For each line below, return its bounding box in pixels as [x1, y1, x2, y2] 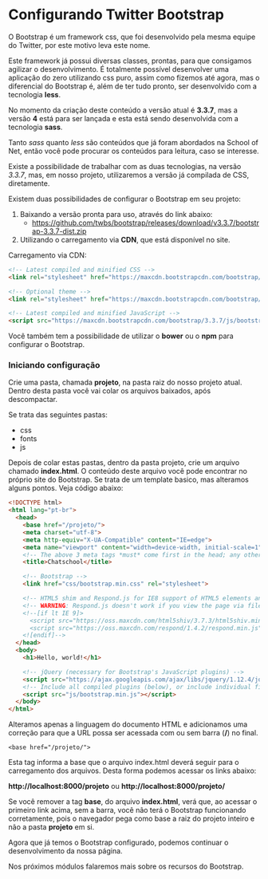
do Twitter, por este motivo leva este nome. [8, 40, 151, 49]
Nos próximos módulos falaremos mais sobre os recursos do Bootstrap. [8, 861, 244, 871]
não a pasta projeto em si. [8, 822, 95, 832]
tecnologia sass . [8, 122, 63, 132]
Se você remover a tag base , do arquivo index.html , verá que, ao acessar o [8, 797, 258, 806]
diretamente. [8, 178, 50, 188]
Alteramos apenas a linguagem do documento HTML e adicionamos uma [8, 719, 248, 729]
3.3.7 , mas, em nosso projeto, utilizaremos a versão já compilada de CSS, [8, 170, 250, 179]
